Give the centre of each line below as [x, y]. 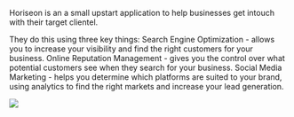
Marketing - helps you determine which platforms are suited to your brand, [146, 77]
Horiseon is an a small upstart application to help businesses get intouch [142, 13]
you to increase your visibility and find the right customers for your [131, 49]
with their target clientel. [54, 22]
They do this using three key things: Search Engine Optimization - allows [142, 39]
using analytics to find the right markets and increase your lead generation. [147, 86]
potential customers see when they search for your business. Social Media [146, 67]
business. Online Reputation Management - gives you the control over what [147, 58]
